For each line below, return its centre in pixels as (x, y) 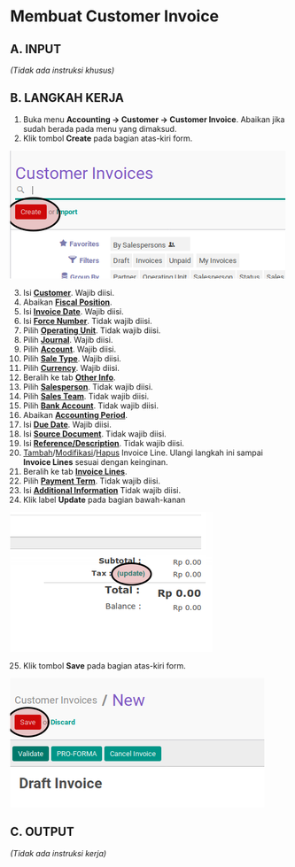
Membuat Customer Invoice (115, 16)
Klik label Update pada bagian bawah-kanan (104, 499)
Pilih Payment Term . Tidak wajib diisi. (92, 481)
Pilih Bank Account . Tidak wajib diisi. (90, 406)
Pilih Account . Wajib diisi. (70, 349)
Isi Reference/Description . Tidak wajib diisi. (104, 443)
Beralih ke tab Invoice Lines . (75, 471)
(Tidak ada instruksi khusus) (62, 70)
